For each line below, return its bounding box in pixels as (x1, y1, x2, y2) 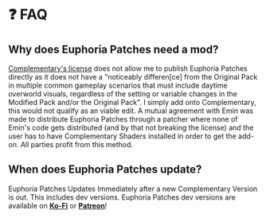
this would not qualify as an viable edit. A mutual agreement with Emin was (8, 106, 253, 115)
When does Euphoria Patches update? (8, 163, 202, 177)
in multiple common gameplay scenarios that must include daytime (8, 80, 229, 90)
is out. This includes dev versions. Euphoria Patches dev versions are (8, 192, 237, 202)
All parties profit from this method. (20, 140, 134, 149)
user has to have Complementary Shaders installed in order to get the (8, 131, 237, 141)
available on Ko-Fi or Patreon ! (8, 200, 108, 210)
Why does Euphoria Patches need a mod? (8, 42, 219, 56)
